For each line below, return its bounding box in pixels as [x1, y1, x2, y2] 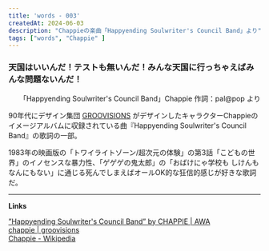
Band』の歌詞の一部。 [8, 130, 82, 140]
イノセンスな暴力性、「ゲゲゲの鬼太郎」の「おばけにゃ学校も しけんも [29, 157, 259, 167]
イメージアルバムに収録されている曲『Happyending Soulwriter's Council [8, 121, 247, 130]
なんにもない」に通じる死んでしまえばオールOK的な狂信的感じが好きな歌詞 [8, 167, 257, 177]
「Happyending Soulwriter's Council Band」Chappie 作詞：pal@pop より [18, 94, 261, 103]
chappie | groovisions [8, 225, 80, 234]
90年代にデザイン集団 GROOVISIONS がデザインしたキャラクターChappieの [8, 110, 259, 120]
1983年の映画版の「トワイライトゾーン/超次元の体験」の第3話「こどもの [8, 147, 248, 157]
